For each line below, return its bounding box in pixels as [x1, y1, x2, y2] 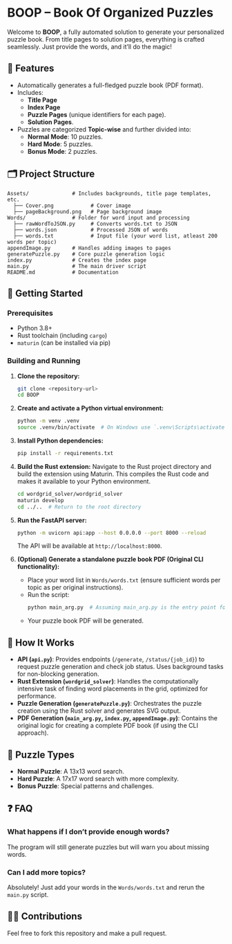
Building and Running [7, 356, 81, 366]
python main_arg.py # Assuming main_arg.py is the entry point [27, 604, 217, 611]
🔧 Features [7, 62, 55, 74]
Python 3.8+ [17, 324, 53, 332]
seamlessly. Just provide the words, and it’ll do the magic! [7, 42, 173, 51]
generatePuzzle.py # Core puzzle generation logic [7, 251, 166, 258]
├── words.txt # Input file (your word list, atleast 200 [13, 232, 217, 240]
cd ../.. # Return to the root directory [17, 504, 142, 510]
